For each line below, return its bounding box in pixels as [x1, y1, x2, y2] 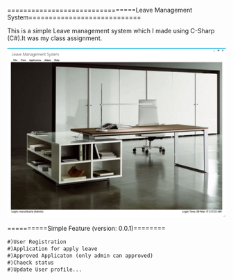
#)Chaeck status [7, 259, 54, 266]
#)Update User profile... [7, 266, 82, 273]
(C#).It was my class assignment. [7, 34, 103, 42]
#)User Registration [7, 238, 67, 245]
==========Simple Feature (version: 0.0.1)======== [7, 225, 166, 233]
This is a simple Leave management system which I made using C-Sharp [7, 27, 215, 35]
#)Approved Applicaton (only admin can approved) [7, 252, 154, 259]
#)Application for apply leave [7, 245, 98, 252]
